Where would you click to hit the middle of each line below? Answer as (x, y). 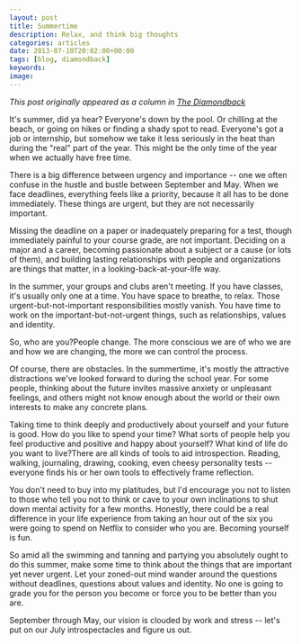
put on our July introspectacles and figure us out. (101, 630)
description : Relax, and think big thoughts (94, 34)
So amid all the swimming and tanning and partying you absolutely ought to (149, 555)
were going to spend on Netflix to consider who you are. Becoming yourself (149, 528)
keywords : (28, 68)
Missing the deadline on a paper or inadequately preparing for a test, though (150, 230)
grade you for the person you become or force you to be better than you (143, 593)
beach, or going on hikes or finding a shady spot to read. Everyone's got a (147, 129)
